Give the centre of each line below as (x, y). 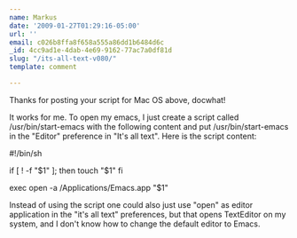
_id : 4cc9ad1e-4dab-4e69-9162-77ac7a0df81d (91, 51)
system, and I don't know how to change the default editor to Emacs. (135, 224)
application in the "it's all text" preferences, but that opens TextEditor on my (148, 214)
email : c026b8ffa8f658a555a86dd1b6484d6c (87, 42)
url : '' (23, 34)
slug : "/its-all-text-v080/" (63, 59)
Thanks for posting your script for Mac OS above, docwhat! (117, 99)
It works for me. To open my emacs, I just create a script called (124, 117)
